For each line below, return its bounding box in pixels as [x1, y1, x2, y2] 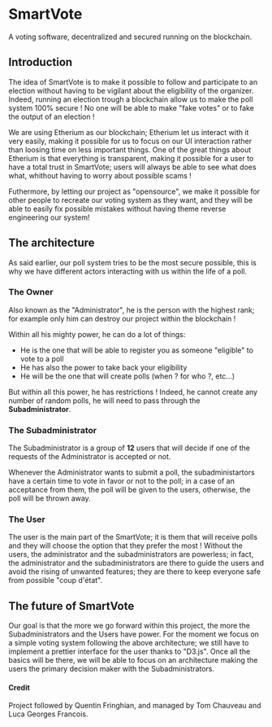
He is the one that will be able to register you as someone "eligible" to [19, 345, 254, 355]
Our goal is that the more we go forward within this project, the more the [8, 620, 250, 631]
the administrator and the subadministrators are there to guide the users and [8, 558, 265, 568]
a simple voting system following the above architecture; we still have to [8, 638, 249, 648]
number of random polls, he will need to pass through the [8, 396, 201, 405]
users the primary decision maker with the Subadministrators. [8, 664, 215, 674]
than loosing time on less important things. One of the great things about [8, 144, 252, 155]
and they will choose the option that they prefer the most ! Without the [8, 541, 244, 550]
